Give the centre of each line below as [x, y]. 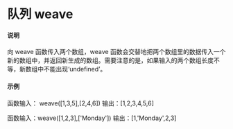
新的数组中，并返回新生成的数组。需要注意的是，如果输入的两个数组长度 [110, 60]
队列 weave [40, 14]
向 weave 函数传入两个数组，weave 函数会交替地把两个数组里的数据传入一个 [116, 52]
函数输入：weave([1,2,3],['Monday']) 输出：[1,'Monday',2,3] [92, 118]
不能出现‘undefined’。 [75, 69]
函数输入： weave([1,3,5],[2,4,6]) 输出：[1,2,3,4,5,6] [80, 103]
